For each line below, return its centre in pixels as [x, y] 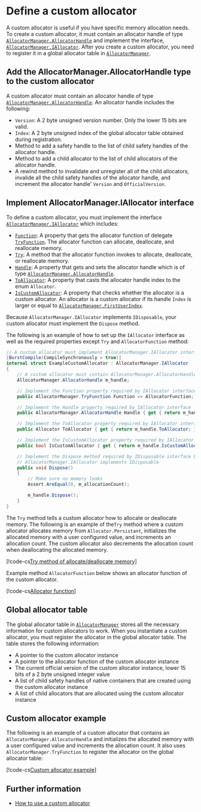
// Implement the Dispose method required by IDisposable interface [104, 456]
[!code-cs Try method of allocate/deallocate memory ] [71, 561]
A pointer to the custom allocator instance [66, 655]
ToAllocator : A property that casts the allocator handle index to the [98, 279]
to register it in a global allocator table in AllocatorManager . [79, 53]
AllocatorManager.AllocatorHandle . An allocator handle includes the [90, 102]
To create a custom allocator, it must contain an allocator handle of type [95, 34]
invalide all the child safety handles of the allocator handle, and [92, 178]
